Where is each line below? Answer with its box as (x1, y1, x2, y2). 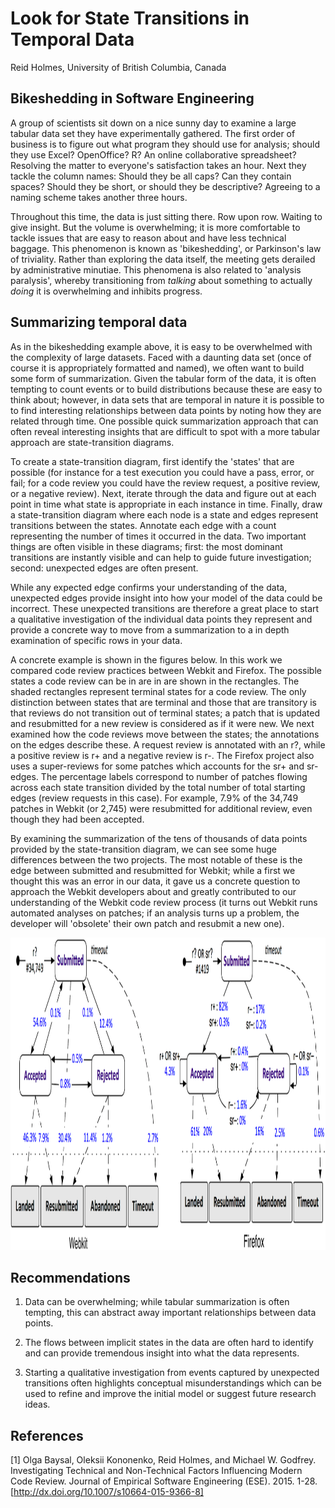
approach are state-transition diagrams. (10, 436, 175, 448)
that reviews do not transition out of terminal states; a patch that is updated (10, 707, 320, 719)
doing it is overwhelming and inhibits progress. (10, 285, 203, 297)
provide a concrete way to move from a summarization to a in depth (10, 623, 290, 636)
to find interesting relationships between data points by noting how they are (10, 404, 322, 416)
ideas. (24, 1398, 51, 1411)
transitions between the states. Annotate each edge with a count (10, 519, 277, 531)
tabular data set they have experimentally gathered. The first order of (10, 127, 296, 139)
